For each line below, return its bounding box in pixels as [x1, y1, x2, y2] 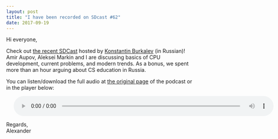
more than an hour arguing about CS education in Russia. [6, 67, 147, 74]
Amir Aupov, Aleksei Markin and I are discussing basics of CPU [6, 54, 161, 61]
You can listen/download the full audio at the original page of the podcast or [6, 78, 192, 85]
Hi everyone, [6, 36, 37, 43]
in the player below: [6, 84, 55, 91]
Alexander [6, 127, 31, 134]
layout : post [6, 8, 39, 15]
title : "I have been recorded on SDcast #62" [6, 14, 121, 20]
